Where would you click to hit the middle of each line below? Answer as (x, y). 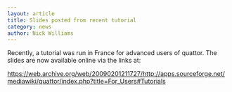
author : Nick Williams (40, 33)
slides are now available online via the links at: (74, 61)
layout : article (31, 14)
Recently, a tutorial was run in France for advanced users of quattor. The (112, 53)
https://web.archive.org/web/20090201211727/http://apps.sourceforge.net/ (116, 74)
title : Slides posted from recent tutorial (72, 20)
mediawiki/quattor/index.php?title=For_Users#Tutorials (87, 82)
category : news (30, 26)
